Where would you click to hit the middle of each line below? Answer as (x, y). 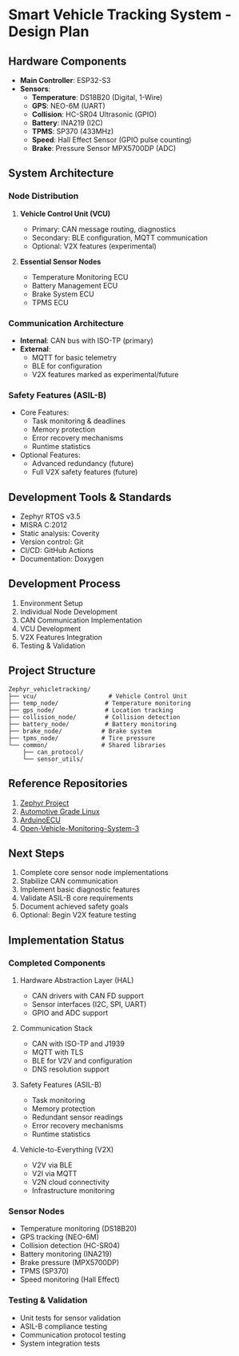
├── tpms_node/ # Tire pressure (82, 738)
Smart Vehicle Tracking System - (120, 15)
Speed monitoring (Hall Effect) (70, 1279)
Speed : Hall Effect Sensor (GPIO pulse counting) (112, 140)
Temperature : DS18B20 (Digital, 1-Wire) (97, 97)
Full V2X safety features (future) (85, 472)
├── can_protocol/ (53, 752)
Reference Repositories (68, 783)
